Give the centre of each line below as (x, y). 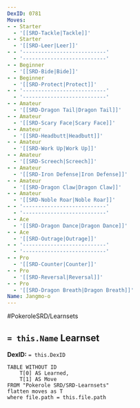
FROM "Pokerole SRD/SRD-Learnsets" (58, 385)
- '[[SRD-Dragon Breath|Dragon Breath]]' (74, 290)
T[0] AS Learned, (44, 373)
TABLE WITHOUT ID (32, 367)
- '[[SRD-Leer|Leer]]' (46, 46)
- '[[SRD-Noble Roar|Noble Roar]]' (64, 200)
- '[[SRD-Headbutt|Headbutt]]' (58, 136)
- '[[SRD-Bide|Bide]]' (46, 71)
